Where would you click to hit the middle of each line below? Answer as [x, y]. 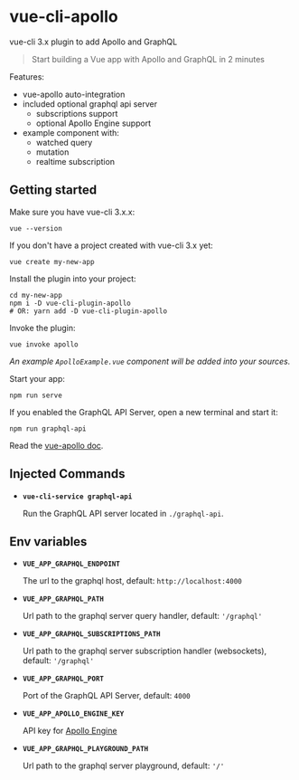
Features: [27, 76]
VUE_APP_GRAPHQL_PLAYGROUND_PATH [85, 749]
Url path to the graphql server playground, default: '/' [123, 766]
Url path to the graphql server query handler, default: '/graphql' [142, 616]
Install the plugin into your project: [73, 279]
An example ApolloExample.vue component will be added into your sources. [150, 361]
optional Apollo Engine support [93, 123]
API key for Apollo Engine [70, 731]
